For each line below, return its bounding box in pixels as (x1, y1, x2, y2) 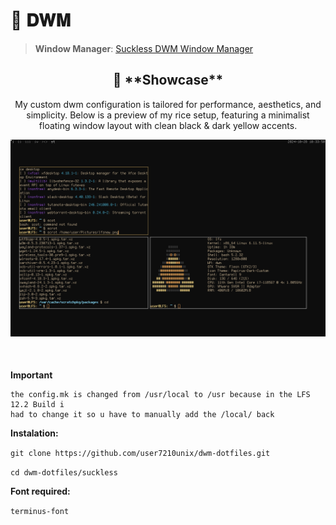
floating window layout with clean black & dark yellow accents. (38, 119, 298, 131)
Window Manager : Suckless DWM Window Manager (34, 42, 254, 54)
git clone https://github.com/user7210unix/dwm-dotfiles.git (10, 448, 271, 458)
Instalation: (10, 427, 59, 439)
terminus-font (10, 506, 70, 516)
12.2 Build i (10, 399, 65, 409)
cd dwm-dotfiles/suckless (10, 467, 118, 478)
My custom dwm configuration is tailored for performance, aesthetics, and (14, 98, 322, 110)
